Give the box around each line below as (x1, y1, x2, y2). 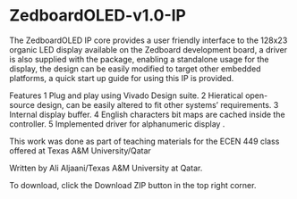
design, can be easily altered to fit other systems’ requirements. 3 (37, 99, 279, 110)
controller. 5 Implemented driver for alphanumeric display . (9, 118, 225, 129)
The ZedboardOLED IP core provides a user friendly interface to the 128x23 (9, 35, 288, 46)
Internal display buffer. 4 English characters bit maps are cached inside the (9, 109, 285, 120)
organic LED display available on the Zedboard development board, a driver (9, 44, 288, 54)
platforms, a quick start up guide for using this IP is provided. (9, 72, 234, 83)
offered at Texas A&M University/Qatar (9, 145, 152, 156)
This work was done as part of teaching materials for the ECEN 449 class (9, 136, 280, 146)
